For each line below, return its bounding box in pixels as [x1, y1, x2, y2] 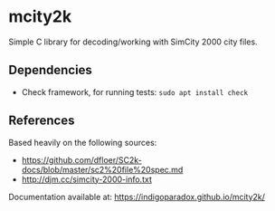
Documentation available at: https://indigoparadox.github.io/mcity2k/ [8, 191, 266, 202]
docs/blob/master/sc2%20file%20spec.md [21, 164, 184, 175]
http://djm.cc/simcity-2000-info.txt [21, 174, 153, 185]
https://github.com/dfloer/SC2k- [21, 154, 142, 165]
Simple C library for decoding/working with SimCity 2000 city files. [8, 36, 259, 47]
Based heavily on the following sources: [8, 137, 157, 148]
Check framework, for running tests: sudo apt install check [21, 86, 249, 97]
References [8, 113, 75, 129]
